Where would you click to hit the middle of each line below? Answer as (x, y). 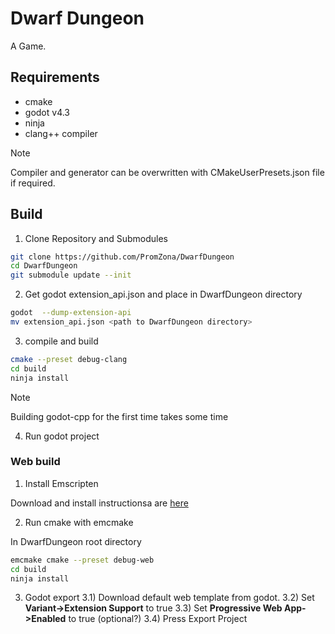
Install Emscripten (61, 483)
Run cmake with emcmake (79, 522)
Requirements (55, 77)
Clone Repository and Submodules (96, 238)
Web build (35, 462)
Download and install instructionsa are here (99, 503)
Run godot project (62, 436)
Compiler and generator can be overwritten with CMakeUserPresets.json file (167, 172)
